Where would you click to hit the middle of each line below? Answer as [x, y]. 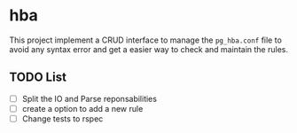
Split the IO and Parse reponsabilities [90, 98]
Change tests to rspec [63, 118]
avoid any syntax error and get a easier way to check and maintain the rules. [148, 49]
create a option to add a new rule [82, 108]
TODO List [38, 78]
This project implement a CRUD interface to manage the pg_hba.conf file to [145, 40]
